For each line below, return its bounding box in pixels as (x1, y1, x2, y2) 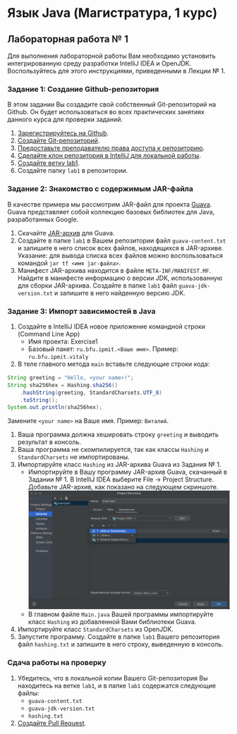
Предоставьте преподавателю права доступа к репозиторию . (17, 144, 205, 152)
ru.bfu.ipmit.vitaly (28, 353, 89, 360)
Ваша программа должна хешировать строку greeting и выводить (17, 430, 219, 439)
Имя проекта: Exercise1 (28, 337, 99, 345)
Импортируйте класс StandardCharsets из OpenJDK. (17, 625, 174, 634)
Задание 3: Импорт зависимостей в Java (7, 306, 156, 316)
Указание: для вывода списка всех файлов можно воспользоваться (17, 251, 224, 259)
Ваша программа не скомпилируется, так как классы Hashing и (17, 446, 209, 454)
